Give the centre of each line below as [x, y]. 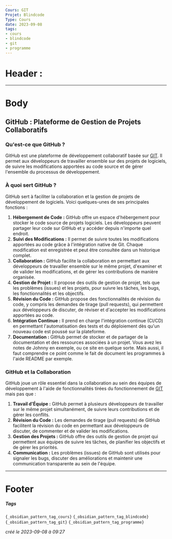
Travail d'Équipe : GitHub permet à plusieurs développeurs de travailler [88, 404]
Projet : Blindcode [25, 15]
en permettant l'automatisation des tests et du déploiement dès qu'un [86, 326]
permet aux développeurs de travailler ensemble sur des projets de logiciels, [86, 161]
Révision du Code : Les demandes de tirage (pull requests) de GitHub [86, 420]
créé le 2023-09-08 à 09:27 [35, 532]
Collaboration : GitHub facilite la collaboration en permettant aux [81, 261]
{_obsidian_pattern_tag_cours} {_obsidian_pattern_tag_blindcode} [77, 517]
